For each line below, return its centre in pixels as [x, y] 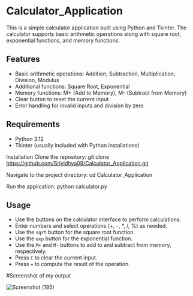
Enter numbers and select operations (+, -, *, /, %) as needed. [91, 226]
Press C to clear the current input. [56, 258]
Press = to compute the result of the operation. [72, 264]
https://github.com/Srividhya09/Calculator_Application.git [77, 163]
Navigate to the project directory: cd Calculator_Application [79, 174]
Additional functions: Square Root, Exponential [72, 86]
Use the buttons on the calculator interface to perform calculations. [98, 219]
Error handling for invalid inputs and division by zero [79, 105]
